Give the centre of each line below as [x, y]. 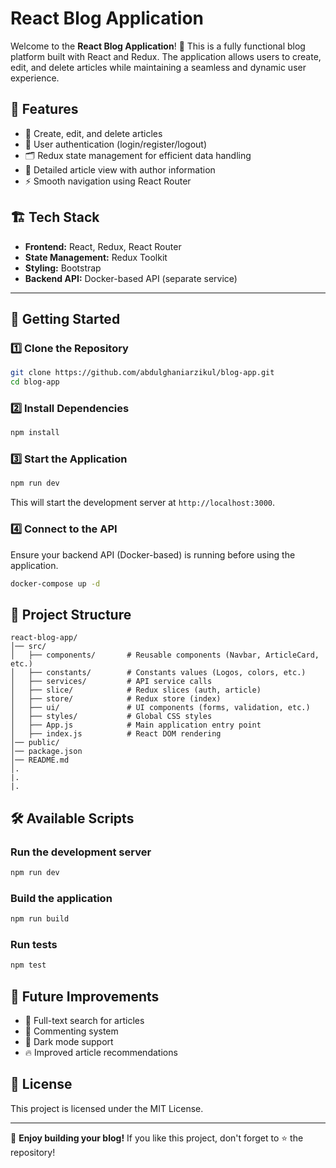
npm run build [40, 919]
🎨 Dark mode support [69, 1042]
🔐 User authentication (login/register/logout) [116, 144]
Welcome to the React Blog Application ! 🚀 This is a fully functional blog [158, 46]
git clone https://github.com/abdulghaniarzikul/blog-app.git [142, 373]
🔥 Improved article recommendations [101, 1053]
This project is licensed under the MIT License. [107, 1108]
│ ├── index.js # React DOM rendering [116, 734]
